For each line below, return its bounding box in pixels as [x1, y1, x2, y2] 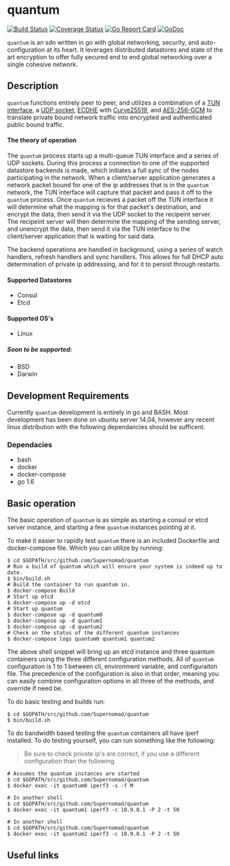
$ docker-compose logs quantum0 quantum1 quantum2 [7, 636, 155, 643]
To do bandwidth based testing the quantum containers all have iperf [7, 729, 199, 737]
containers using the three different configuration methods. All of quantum [7, 655, 214, 663]
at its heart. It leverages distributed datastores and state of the [46, 45, 223, 54]
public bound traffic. [7, 120, 65, 129]
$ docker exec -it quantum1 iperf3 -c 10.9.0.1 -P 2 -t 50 [7, 807, 180, 814]
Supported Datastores [7, 276, 72, 284]
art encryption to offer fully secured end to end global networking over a [7, 52, 212, 61]
